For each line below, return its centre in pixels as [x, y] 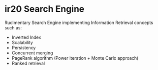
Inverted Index [26, 37]
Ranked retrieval [28, 63]
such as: [13, 27]
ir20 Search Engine [45, 9]
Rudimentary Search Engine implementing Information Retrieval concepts [79, 23]
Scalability [22, 42]
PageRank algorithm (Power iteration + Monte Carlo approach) [75, 58]
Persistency [24, 47]
